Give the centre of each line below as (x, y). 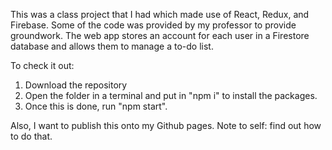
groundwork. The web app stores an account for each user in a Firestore (160, 35)
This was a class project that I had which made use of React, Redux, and (160, 14)
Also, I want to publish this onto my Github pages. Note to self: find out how (166, 125)
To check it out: (42, 65)
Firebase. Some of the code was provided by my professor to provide (153, 25)
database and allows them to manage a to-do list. (112, 46)
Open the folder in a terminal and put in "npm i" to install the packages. (171, 95)
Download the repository (76, 85)
